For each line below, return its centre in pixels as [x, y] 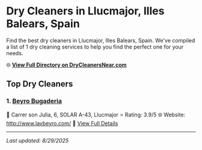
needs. [15, 53]
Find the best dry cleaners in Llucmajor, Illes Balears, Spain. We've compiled [101, 40]
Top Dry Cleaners [40, 84]
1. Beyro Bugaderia [34, 101]
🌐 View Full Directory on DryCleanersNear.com [67, 65]
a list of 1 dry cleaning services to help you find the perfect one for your [95, 47]
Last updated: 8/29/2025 [38, 140]
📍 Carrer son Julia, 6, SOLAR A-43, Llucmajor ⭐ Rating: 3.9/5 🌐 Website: [96, 115]
